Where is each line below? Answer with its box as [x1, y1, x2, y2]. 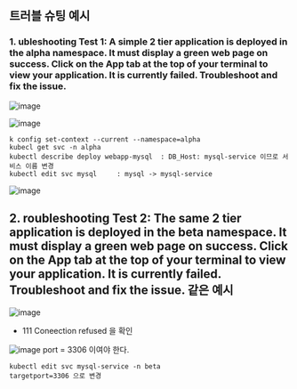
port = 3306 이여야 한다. [43, 344, 130, 354]
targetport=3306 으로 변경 [9, 371, 102, 380]
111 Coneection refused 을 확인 [21, 325, 133, 336]
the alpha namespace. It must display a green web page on [9, 47, 269, 60]
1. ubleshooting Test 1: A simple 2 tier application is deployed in [9, 36, 288, 48]
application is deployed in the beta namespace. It [9, 225, 287, 240]
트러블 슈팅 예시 [9, 8, 91, 24]
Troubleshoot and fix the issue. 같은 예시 [9, 283, 234, 298]
